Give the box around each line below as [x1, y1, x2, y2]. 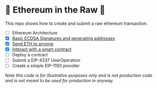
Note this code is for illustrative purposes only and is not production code [5, 72, 153, 78]
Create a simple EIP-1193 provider [12, 63, 80, 69]
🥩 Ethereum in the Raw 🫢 [5, 4, 105, 16]
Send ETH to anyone [12, 41, 53, 47]
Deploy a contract [12, 52, 48, 58]
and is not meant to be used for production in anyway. [5, 78, 114, 84]
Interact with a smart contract [12, 46, 71, 53]
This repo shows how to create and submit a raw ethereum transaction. [5, 20, 148, 26]
